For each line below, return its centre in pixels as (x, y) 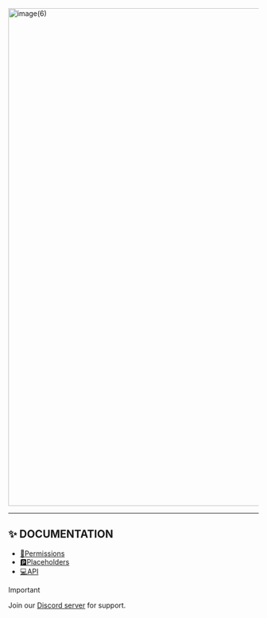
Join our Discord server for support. (67, 605)
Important (24, 589)
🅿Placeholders (44, 561)
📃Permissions (42, 553)
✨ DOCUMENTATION (61, 534)
